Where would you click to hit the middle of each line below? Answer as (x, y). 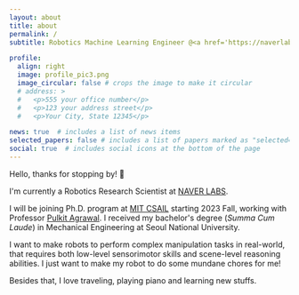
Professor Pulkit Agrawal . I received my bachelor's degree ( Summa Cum (142, 218)
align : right (41, 67)
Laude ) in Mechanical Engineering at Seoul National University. (125, 227)
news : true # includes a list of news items (95, 132)
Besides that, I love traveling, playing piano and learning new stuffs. (133, 280)
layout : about (36, 17)
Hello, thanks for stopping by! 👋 (67, 173)
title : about (33, 26)
